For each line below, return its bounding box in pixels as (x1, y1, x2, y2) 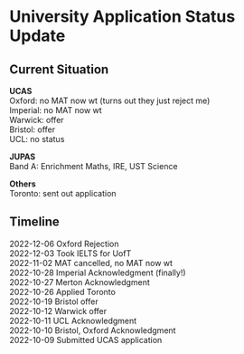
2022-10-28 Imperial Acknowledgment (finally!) (9, 267, 187, 278)
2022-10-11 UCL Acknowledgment (9, 315, 137, 326)
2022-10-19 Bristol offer (9, 296, 99, 307)
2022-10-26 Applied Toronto (9, 286, 116, 297)
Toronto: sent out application (9, 188, 117, 198)
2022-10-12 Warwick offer (9, 305, 108, 316)
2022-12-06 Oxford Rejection (9, 238, 119, 249)
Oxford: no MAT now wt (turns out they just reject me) (9, 95, 211, 106)
